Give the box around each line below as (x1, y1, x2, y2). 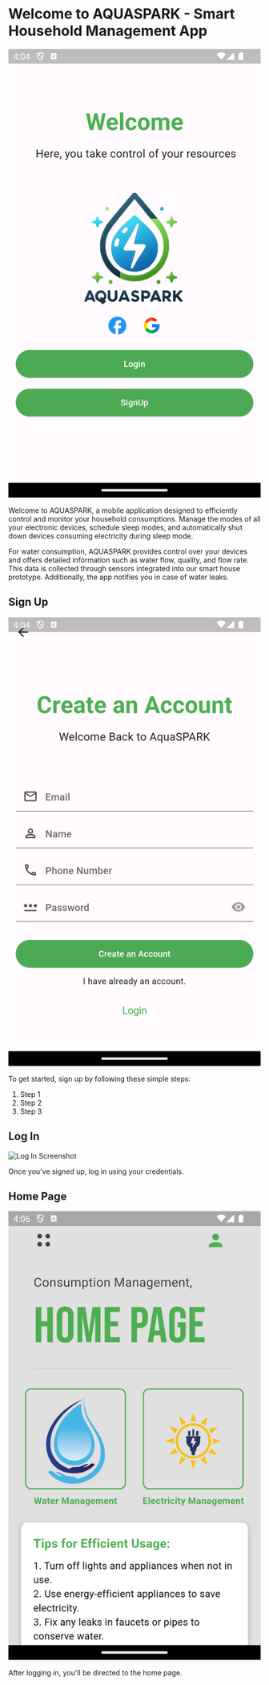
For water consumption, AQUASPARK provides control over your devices (8, 546, 248, 556)
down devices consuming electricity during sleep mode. (8, 530, 194, 541)
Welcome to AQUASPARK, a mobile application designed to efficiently (8, 506, 238, 515)
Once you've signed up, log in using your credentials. (8, 1167, 184, 1176)
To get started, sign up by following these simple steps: (8, 1074, 191, 1083)
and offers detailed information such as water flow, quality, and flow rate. (8, 554, 250, 565)
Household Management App (8, 22, 208, 40)
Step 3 (19, 1107, 42, 1116)
